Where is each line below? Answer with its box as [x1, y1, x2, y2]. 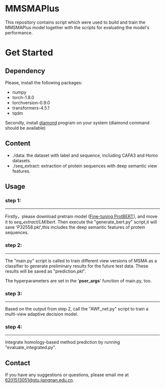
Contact [5, 358, 30, 367]
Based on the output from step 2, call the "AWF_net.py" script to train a [5, 306, 149, 312]
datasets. [12, 157, 31, 163]
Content [5, 139, 31, 148]
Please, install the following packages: [5, 79, 82, 85]
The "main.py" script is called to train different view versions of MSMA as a [5, 257, 157, 264]
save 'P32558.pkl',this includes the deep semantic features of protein [5, 224, 146, 230]
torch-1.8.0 [12, 94, 34, 100]
